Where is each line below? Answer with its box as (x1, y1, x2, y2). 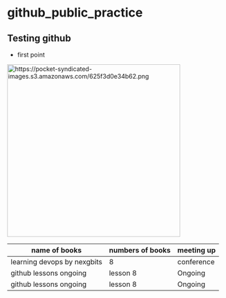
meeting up (177, 246, 216, 255)
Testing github (7, 32, 71, 44)
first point (17, 50, 45, 59)
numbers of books (109, 246, 171, 255)
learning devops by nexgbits (10, 257, 102, 266)
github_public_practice (7, 5, 143, 21)
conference (177, 257, 216, 266)
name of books (30, 246, 82, 255)
